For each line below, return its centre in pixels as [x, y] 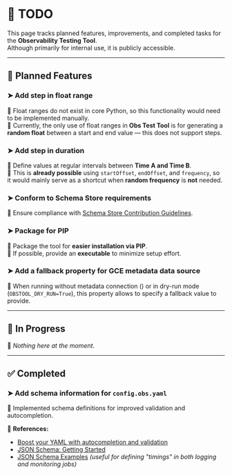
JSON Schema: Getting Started [61, 449]
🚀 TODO [30, 14]
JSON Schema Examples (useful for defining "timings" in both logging [117, 457]
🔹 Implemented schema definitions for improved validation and [96, 408]
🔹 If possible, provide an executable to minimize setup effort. [94, 253]
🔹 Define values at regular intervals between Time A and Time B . [99, 165]
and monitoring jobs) [47, 464]
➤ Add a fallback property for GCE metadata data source [104, 271]
